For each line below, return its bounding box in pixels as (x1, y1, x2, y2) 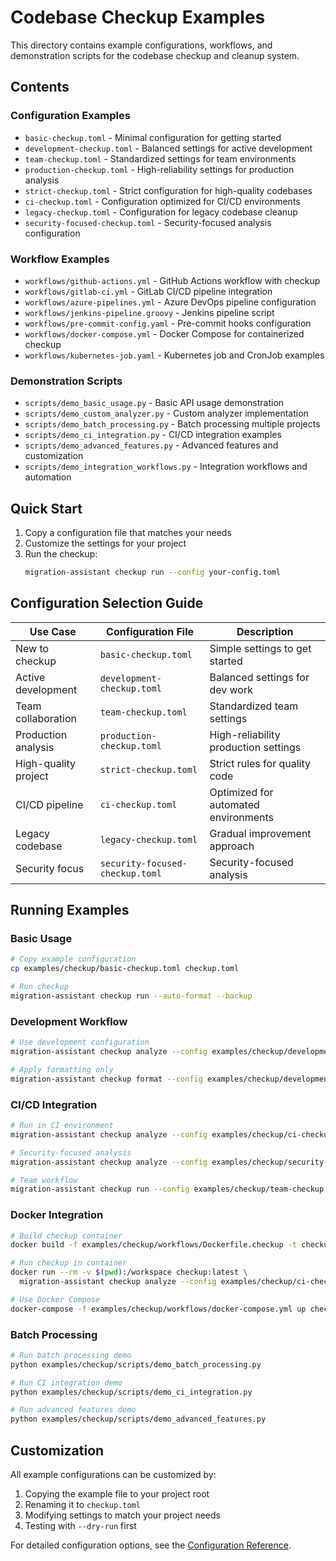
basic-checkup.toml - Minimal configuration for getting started (24, 131, 282, 143)
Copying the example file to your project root (24, 1488, 210, 1500)
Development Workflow (10, 1014, 128, 1028)
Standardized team (209, 699, 299, 713)
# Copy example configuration (10, 954, 137, 965)
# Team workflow (10, 1175, 78, 1185)
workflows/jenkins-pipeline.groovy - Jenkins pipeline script (24, 306, 275, 318)
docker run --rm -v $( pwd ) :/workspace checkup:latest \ (10, 1267, 248, 1278)
